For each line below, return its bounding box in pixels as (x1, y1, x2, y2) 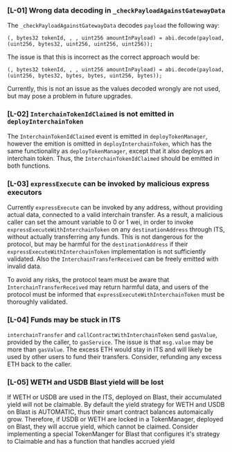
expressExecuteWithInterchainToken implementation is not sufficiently (7, 247, 206, 255)
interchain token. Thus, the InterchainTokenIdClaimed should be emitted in (7, 154, 220, 162)
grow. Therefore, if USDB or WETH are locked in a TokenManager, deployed (7, 415, 224, 424)
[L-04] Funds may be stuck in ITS (7, 315, 121, 324)
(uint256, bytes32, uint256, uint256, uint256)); (7, 41, 154, 48)
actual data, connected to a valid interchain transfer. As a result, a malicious (7, 210, 224, 218)
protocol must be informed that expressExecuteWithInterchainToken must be (7, 290, 225, 298)
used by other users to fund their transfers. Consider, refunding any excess (7, 353, 222, 361)
